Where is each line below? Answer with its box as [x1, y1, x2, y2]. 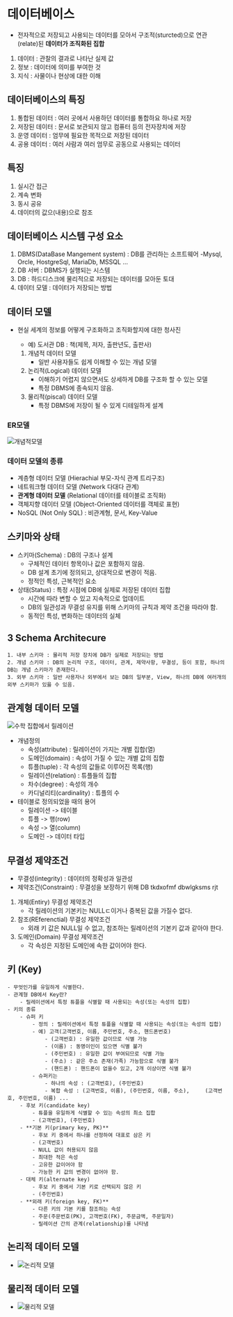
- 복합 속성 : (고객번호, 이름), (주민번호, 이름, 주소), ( [44, 1087, 209, 1094]
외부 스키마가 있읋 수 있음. [7, 681, 76, 689]
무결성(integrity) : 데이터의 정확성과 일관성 [17, 875, 134, 883]
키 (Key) [7, 964, 42, 975]
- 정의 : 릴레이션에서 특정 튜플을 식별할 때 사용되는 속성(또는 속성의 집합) [32, 1021, 222, 1028]
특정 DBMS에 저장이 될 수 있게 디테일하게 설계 [38, 401, 163, 410]
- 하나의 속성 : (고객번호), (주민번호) [44, 1080, 145, 1087]
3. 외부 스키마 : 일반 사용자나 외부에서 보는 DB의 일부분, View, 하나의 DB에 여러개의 [7, 674, 227, 681]
